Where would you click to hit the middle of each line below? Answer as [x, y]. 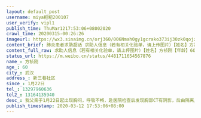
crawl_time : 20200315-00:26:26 [45, 34]
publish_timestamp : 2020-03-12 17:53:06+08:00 [65, 106]
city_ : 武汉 [20, 73]
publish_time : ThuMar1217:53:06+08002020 [59, 28]
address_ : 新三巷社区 [31, 78]
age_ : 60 [17, 67]
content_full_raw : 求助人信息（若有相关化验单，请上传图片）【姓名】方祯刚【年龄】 [98, 51]
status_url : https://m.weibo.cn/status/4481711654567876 [79, 56]
